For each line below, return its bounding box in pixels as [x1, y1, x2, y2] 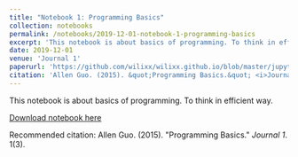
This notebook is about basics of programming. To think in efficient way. [9, 95, 273, 106]
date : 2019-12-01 [9, 46, 74, 55]
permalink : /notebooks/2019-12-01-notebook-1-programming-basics [9, 29, 255, 38]
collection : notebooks [9, 21, 93, 30]
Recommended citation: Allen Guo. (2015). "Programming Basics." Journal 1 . [9, 130, 288, 140]
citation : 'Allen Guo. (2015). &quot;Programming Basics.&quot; [9, 71, 252, 80]
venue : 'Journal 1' [9, 54, 82, 63]
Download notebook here [9, 112, 102, 122]
